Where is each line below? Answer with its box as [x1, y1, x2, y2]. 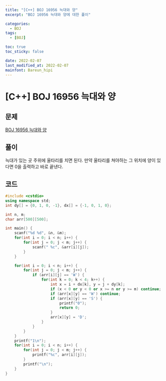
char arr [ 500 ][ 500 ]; [5, 216, 49, 222]
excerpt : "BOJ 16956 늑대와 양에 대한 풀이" [5, 12, 91, 17]
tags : [5, 31, 17, 36]
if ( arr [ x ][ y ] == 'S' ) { [50, 296, 103, 301]
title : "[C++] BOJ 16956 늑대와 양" [5, 7, 78, 13]
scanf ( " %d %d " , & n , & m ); [14, 231, 67, 236]
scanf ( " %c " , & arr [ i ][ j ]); [32, 244, 89, 250]
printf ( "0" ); [59, 301, 87, 306]
